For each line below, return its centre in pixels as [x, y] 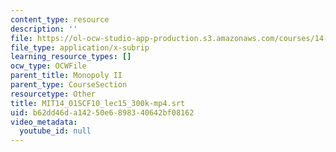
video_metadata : [44, 122]
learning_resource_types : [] [71, 57]
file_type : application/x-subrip [80, 47]
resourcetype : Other [53, 94]
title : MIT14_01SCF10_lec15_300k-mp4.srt [98, 103]
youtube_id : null [55, 131]
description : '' [44, 29]
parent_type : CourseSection [69, 85]
